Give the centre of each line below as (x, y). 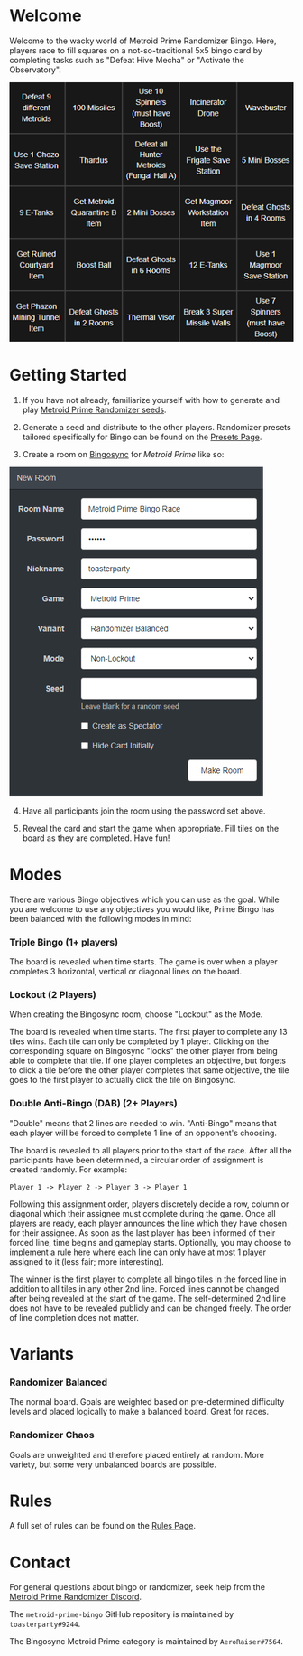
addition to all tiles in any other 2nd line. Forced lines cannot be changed (144, 1288)
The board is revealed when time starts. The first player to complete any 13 (148, 1032)
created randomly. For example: (69, 1169)
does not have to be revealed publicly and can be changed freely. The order (151, 1308)
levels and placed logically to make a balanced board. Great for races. (139, 1412)
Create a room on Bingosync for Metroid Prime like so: (123, 454)
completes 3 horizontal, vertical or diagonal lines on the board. (125, 972)
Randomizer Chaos (52, 1435)
